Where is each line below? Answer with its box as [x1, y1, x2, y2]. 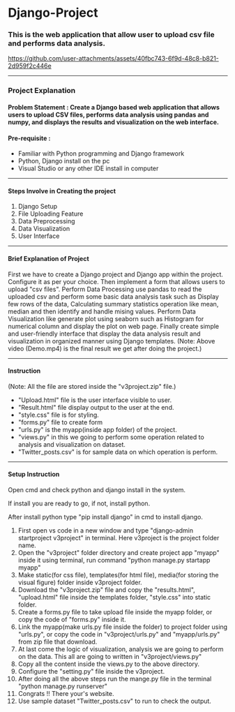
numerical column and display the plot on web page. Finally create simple [8, 322, 220, 330]
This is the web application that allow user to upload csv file [8, 30, 215, 40]
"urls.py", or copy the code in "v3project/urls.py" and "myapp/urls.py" [17, 630, 220, 639]
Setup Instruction [8, 470, 60, 479]
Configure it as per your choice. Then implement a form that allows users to [8, 277, 225, 285]
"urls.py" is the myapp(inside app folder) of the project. [17, 425, 177, 433]
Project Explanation [8, 86, 76, 96]
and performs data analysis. [8, 38, 105, 48]
